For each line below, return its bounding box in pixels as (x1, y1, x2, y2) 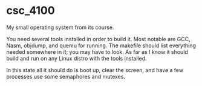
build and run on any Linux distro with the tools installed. (6, 55, 147, 62)
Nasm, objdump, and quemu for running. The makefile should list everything (6, 42, 197, 49)
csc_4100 (6, 4, 56, 18)
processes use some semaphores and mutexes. (6, 73, 126, 80)
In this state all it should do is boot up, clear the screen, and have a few (6, 66, 183, 73)
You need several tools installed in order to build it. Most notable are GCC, (6, 35, 191, 42)
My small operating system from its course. (6, 24, 114, 31)
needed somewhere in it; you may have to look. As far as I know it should (6, 48, 189, 55)
